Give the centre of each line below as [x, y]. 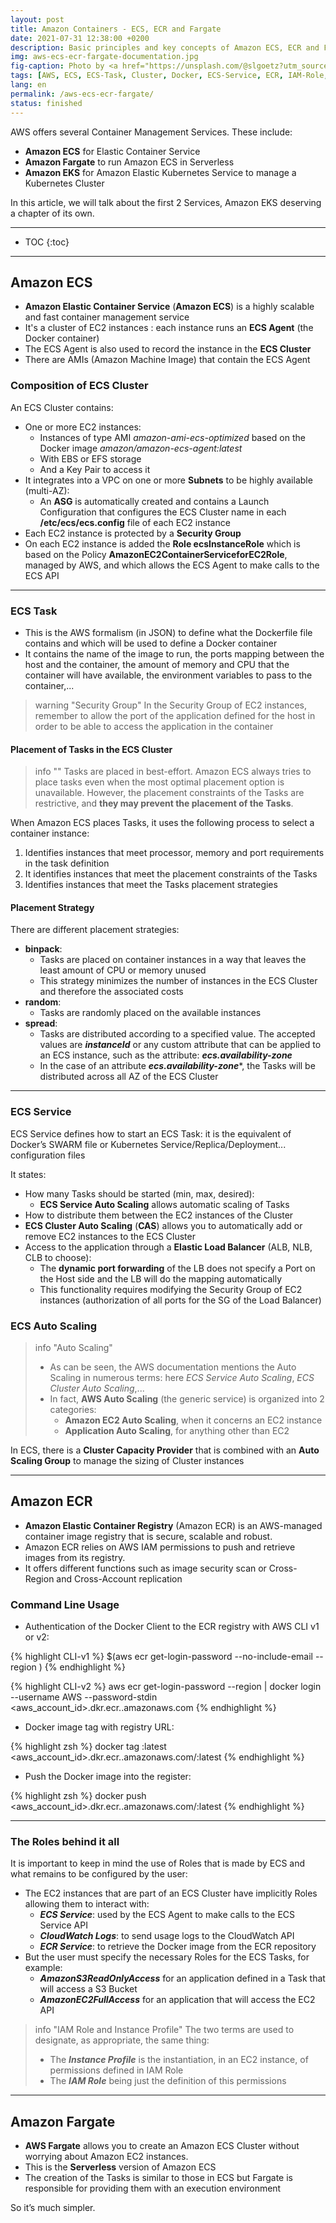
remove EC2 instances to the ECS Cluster [110, 1236]
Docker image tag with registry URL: [99, 1727]
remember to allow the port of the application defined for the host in [175, 715]
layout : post [37, 19]
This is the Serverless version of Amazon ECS [120, 2167]
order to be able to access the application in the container [154, 726]
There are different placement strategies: [95, 930]
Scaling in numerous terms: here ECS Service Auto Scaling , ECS [182, 1377]
